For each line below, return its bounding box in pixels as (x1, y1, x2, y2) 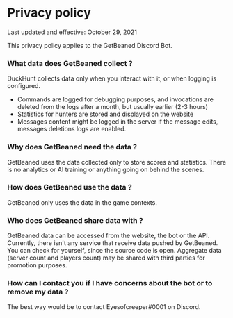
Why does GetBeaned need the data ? (7, 142, 138, 152)
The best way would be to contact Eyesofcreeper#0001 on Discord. (7, 303, 201, 311)
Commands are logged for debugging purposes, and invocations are (17, 95, 214, 103)
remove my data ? (7, 287, 69, 296)
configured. (7, 82, 40, 90)
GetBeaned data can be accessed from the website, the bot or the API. (7, 231, 210, 240)
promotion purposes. (7, 261, 67, 269)
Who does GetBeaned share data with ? (7, 215, 144, 225)
